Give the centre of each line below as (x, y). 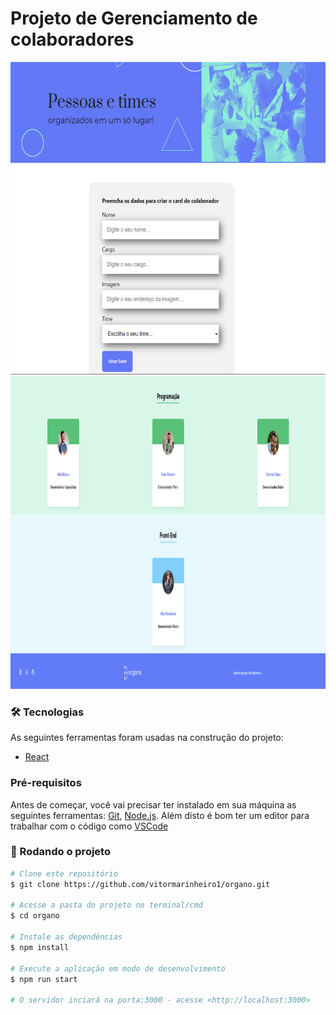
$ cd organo (35, 916)
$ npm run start (44, 979)
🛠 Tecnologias (47, 712)
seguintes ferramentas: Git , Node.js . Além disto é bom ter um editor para (160, 815)
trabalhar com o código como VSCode (89, 826)
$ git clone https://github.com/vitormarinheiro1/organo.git (140, 884)
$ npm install (40, 947)
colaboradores (72, 39)
